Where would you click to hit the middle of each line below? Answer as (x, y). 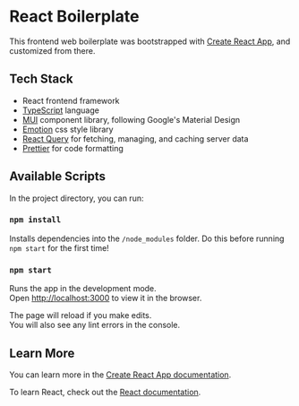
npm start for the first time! (59, 247)
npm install (35, 220)
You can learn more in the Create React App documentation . (120, 375)
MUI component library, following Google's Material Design (131, 119)
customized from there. (52, 50)
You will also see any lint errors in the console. (95, 325)
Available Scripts (57, 177)
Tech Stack (41, 79)
